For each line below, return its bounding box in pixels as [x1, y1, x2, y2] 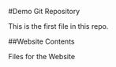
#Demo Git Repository [8, 7, 80, 16]
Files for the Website [8, 52, 76, 61]
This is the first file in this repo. [8, 22, 109, 30]
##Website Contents [8, 37, 75, 46]
